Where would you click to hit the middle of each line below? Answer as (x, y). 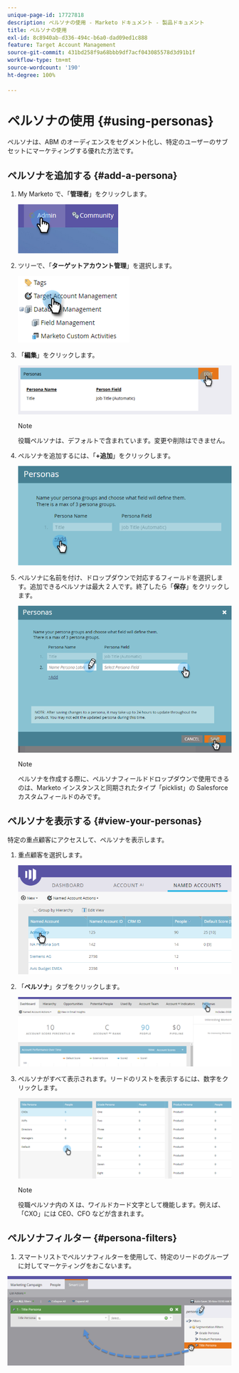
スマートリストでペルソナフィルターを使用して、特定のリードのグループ (123, 1256)
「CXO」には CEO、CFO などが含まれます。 (83, 1213)
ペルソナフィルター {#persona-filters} (92, 1238)
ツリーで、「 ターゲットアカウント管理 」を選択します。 (97, 266)
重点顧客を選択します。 (52, 855)
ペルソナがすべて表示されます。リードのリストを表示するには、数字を (120, 1078)
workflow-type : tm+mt (39, 61)
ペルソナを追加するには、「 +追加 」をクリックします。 (96, 456)
